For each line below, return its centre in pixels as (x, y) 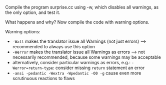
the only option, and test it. (33, 12)
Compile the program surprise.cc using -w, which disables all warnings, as (82, 7)
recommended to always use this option (53, 46)
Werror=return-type (33, 68)
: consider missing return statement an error (99, 68)
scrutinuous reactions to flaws (43, 78)
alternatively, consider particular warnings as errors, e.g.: (71, 62)
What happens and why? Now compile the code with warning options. (77, 22)
